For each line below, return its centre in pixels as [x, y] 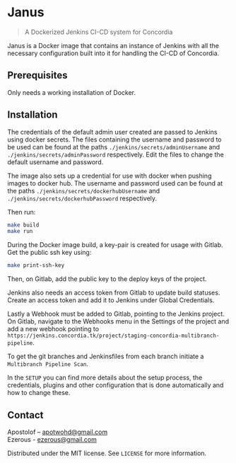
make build [23, 225]
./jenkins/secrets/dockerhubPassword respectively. [82, 198]
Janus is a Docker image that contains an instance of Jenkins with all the [113, 45]
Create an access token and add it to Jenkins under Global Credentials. [111, 300]
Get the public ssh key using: [49, 253]
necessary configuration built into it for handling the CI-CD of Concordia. [113, 53]
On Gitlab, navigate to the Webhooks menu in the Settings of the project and [118, 321]
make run [20, 232]
